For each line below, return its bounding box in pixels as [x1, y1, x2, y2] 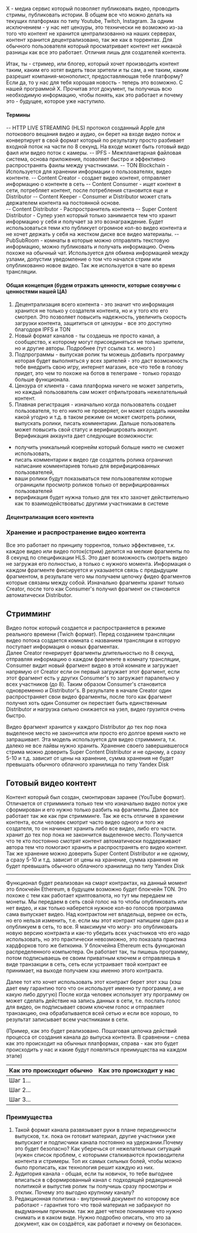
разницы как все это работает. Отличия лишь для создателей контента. [6, 49, 186, 55]
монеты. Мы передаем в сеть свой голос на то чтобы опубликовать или [6, 898, 187, 905]
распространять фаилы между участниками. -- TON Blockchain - [6, 162, 169, 169]
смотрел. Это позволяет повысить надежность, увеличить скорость [14, 313, 187, 320]
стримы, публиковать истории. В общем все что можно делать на [6, 11, 172, 18]
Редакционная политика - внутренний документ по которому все [14, 1195, 180, 1202]
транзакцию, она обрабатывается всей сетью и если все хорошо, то [6, 1009, 179, 1016]
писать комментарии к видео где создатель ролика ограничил [14, 456, 173, 463]
